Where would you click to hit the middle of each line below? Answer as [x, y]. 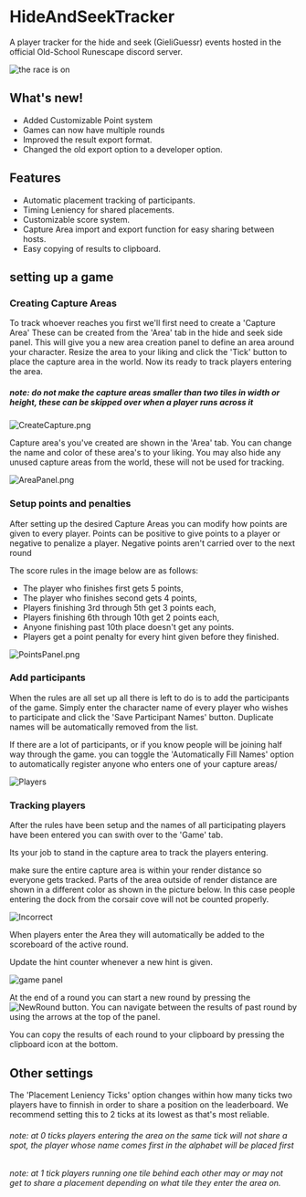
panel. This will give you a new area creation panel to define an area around [152, 342]
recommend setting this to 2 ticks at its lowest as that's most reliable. [139, 1114]
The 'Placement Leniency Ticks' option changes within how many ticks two [151, 1095]
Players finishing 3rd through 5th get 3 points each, [119, 607]
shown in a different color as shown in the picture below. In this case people [152, 890]
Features [35, 178]
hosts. [34, 238]
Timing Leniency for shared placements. [99, 210]
